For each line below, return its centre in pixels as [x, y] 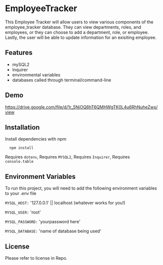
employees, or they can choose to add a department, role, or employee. [77, 32]
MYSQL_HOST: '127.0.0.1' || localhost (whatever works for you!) [65, 203]
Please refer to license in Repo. [36, 258]
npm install [22, 148]
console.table [19, 162]
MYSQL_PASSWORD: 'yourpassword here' [43, 222]
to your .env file [21, 194]
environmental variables [36, 75]
